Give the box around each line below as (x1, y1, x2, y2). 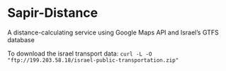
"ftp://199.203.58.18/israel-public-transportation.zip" (7, 56, 179, 64)
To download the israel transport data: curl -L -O (7, 49, 152, 58)
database (7, 35, 35, 44)
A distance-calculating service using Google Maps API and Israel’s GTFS (7, 28, 219, 37)
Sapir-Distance (7, 5, 98, 21)
